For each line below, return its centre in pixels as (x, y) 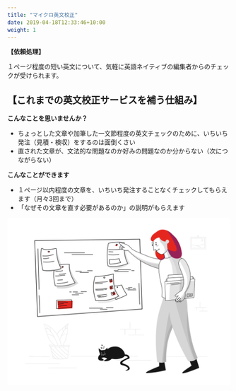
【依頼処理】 (26, 52)
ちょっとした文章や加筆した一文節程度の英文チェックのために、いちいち (123, 134)
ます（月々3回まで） (47, 199)
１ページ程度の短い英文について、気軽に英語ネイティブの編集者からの (109, 66)
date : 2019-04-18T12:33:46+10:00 (57, 22)
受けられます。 (41, 76)
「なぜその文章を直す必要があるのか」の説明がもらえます (101, 208)
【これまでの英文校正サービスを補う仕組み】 (105, 100)
